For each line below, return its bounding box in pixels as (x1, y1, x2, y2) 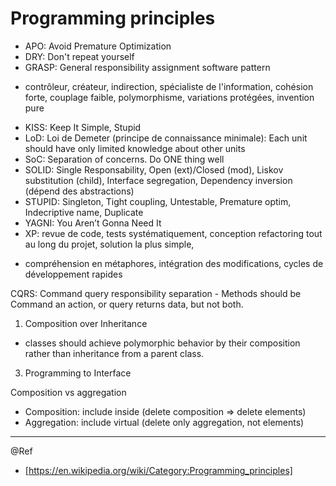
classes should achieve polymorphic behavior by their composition (24, 337, 301, 349)
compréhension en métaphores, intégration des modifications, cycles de (24, 257, 324, 269)
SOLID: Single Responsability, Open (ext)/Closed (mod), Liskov (24, 163, 284, 176)
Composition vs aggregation (10, 386, 127, 398)
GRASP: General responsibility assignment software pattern (24, 61, 271, 73)
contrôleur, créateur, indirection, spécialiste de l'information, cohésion (24, 80, 314, 92)
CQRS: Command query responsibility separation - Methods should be (10, 287, 302, 299)
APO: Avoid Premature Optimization (24, 40, 172, 52)
